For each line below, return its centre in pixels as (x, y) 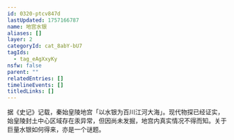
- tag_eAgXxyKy (36, 59)
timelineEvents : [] (36, 85)
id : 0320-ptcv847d (34, 14)
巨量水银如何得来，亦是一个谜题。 (56, 130)
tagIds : (18, 53)
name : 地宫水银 (27, 26)
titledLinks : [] (31, 91)
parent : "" (23, 72)
